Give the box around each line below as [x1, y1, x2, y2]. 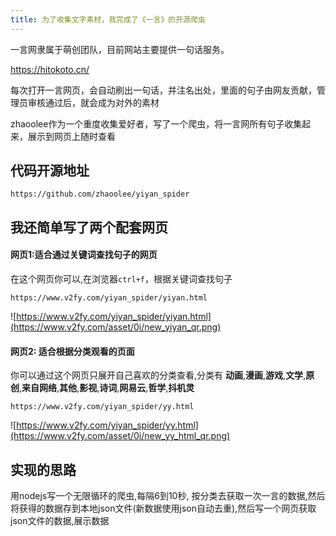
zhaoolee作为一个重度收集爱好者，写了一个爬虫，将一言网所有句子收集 [10, 117, 303, 130]
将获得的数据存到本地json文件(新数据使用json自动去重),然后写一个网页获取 [10, 502, 317, 515]
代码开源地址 [10, 162, 90, 180]
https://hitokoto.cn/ [10, 63, 90, 75]
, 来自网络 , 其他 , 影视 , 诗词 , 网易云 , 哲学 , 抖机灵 [19, 382, 195, 394]
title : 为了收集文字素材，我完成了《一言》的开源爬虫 [10, 14, 206, 25]
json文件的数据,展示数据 [10, 515, 110, 527]
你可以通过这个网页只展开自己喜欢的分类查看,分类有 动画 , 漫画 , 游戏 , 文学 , [10, 369, 307, 381]
